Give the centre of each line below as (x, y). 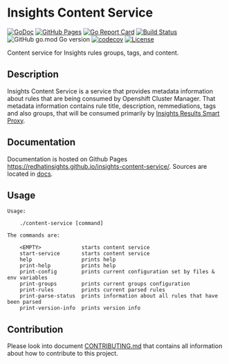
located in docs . (30, 174)
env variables (28, 278)
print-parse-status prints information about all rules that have (119, 296)
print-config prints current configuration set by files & (117, 272)
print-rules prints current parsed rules (93, 290)
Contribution (35, 329)
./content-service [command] (62, 224)
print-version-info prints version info (80, 308)
